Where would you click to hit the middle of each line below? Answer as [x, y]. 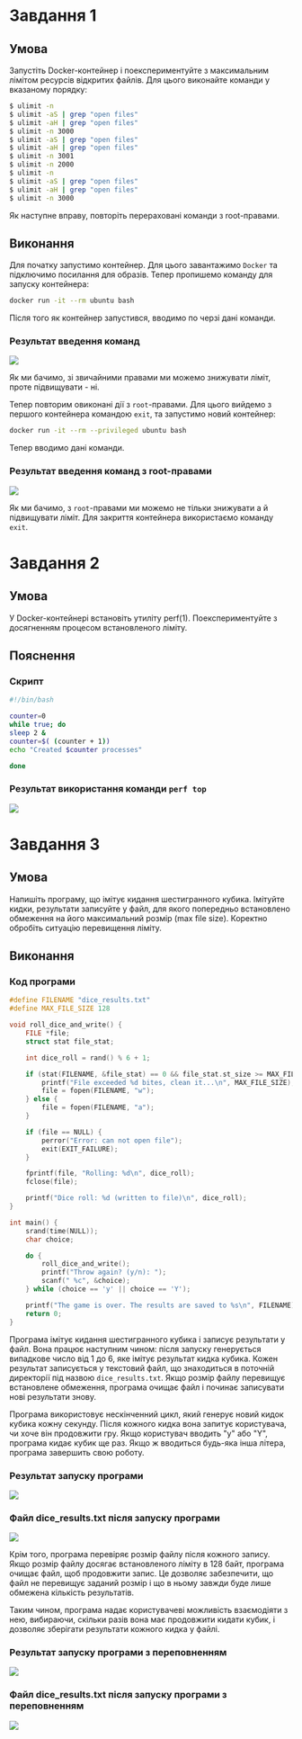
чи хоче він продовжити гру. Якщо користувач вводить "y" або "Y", [138, 1433]
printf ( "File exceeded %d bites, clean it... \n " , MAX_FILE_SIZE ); [169, 1082]
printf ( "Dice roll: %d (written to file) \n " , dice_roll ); [136, 1198]
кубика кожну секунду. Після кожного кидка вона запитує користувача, [148, 1423]
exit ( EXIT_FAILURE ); [80, 1149]
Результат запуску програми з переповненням [118, 1653]
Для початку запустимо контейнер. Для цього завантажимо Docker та [144, 265]
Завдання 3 [55, 844]
